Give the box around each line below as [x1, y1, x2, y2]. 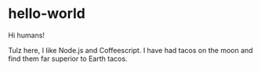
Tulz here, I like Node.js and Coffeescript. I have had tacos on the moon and [8, 45, 253, 55]
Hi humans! [8, 30, 45, 40]
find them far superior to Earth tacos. [8, 54, 128, 63]
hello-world [8, 5, 86, 23]
